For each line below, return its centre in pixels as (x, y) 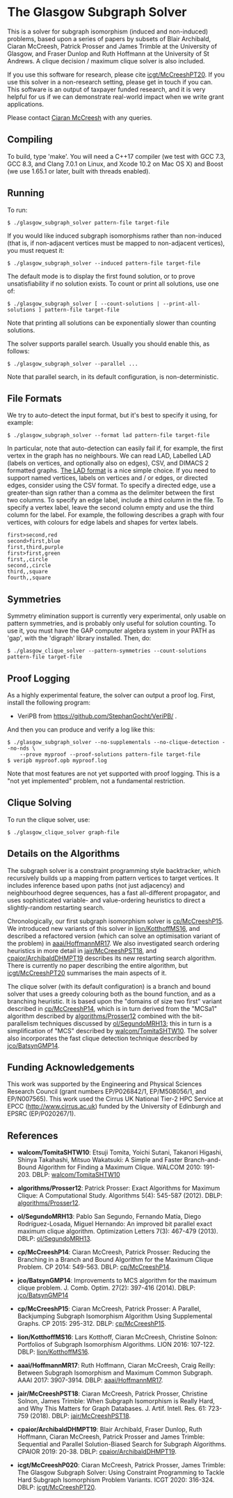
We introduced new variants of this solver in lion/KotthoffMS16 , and (104, 928)
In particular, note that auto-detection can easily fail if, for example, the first (115, 448)
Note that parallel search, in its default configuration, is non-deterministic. (113, 376)
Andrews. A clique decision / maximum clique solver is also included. (106, 61)
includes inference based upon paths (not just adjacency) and (96, 885)
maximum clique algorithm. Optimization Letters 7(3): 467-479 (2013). (118, 1231)
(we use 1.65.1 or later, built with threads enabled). (79, 171)
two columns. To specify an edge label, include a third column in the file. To (115, 500)
